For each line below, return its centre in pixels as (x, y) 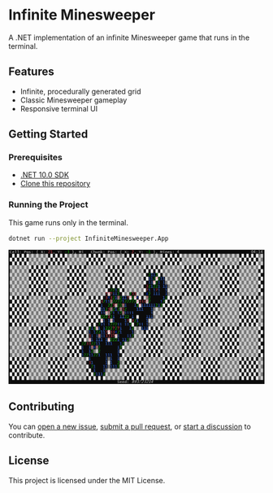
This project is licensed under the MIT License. (87, 480)
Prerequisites (35, 158)
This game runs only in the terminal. (68, 222)
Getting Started (48, 135)
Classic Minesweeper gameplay (74, 100)
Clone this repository (55, 184)
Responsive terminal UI (59, 108)
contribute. (27, 435)
